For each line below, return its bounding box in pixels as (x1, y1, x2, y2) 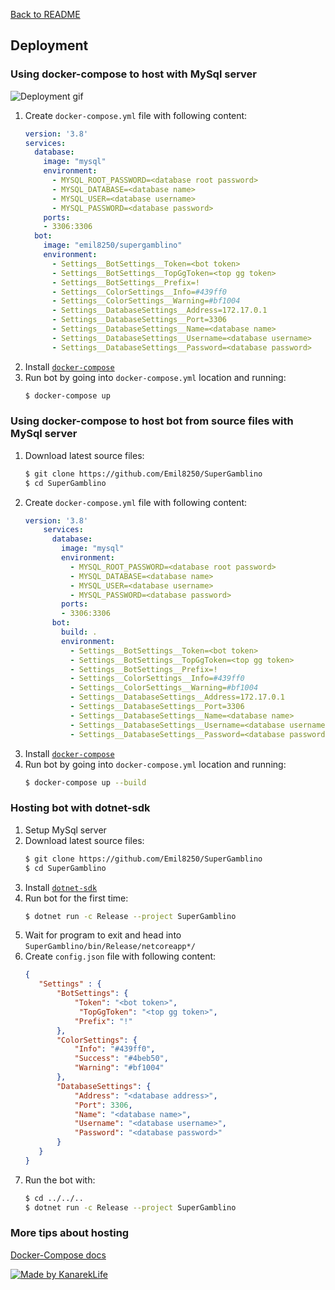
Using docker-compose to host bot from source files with (10, 414, 294, 428)
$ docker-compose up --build (24, 777, 147, 788)
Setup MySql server (24, 824, 107, 836)
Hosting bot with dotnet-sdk (10, 801, 151, 815)
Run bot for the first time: (24, 892, 129, 904)
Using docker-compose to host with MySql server (10, 67, 257, 81)
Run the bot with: (24, 1174, 96, 1186)
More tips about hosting (10, 1226, 130, 1240)
